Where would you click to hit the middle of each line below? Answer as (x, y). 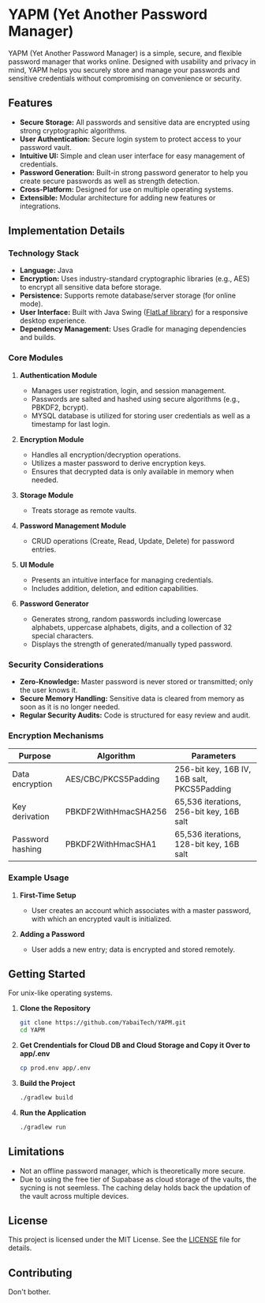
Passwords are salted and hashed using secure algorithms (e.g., (136, 399)
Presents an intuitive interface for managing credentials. (122, 580)
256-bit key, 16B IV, (213, 769)
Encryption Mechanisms (56, 736)
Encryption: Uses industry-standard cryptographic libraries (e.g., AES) (134, 279)
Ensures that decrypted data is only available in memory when (132, 471)
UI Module (37, 564)
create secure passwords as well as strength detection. (109, 181)
